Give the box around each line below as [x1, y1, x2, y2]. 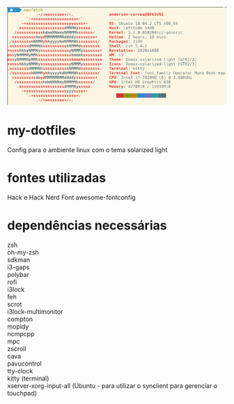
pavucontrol [7, 359, 42, 368]
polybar [7, 271, 30, 279]
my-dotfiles [7, 123, 77, 139]
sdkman [7, 255, 31, 264]
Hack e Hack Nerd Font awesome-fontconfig [7, 193, 136, 202]
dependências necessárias [7, 218, 167, 234]
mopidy [7, 322, 29, 331]
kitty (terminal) [7, 374, 49, 383]
